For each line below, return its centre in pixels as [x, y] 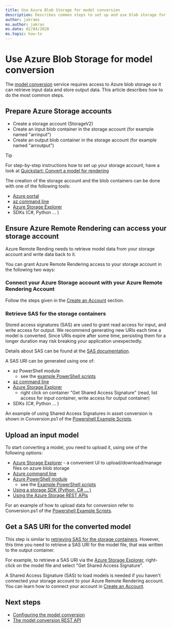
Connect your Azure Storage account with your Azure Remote [84, 283]
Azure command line [35, 473]
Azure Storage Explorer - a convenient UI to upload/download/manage [87, 463]
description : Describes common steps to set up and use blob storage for [86, 15]
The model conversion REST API [47, 620]
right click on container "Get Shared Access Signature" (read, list [89, 393]
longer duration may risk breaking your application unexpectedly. [74, 341]
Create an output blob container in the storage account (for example [85, 140]
